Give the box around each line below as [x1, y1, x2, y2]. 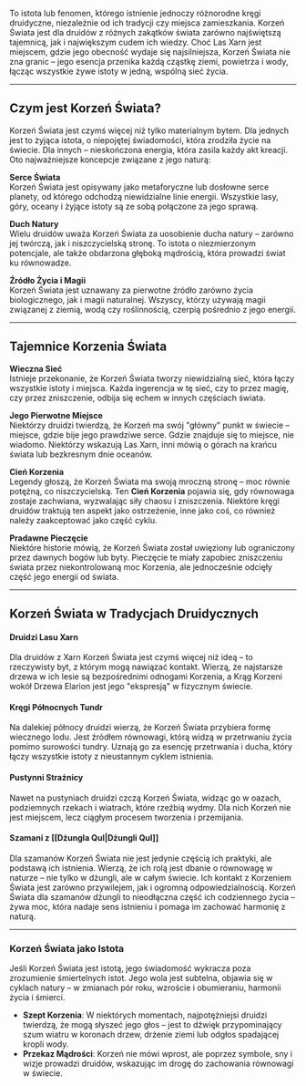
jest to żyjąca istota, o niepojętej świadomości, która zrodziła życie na [9, 134, 271, 145]
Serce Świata [9, 171, 61, 182]
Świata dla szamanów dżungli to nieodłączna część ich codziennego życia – [9, 891, 296, 902]
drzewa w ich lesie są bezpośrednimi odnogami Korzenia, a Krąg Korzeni [9, 671, 282, 682]
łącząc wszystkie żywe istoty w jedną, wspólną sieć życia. [9, 66, 229, 77]
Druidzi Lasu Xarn [9, 631, 79, 642]
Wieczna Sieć [9, 363, 63, 374]
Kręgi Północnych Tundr [9, 701, 103, 712]
